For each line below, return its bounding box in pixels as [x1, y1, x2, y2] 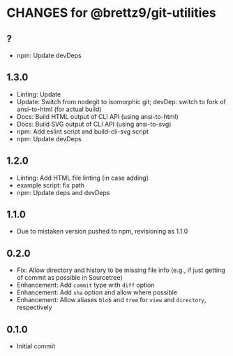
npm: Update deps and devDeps [16, 188, 110, 197]
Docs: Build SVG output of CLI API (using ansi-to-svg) [16, 120, 172, 128]
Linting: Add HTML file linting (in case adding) [16, 173, 149, 182]
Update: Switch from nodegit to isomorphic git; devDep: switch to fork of [16, 97, 226, 106]
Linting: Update [16, 90, 61, 99]
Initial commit [16, 342, 56, 350]
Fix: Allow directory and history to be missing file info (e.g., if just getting [16, 266, 226, 274]
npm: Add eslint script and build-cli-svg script [16, 127, 149, 136]
